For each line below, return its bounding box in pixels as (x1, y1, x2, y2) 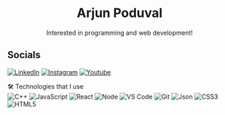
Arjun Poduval (76, 5, 163, 21)
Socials (7, 49, 41, 61)
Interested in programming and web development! (46, 28, 194, 37)
